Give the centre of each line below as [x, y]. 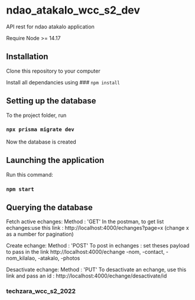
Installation [27, 57]
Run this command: [30, 174]
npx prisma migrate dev [40, 130]
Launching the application [55, 160]
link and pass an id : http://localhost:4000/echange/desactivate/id [87, 276]
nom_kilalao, [21, 258]
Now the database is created [41, 142]
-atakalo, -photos [59, 258]
